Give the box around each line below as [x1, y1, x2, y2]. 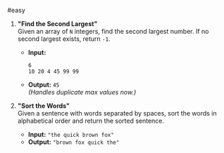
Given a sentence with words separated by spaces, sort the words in [17, 109, 217, 117]
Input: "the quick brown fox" [27, 130, 114, 138]
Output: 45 [27, 80, 60, 89]
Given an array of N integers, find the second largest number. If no [17, 27, 209, 35]
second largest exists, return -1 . [17, 35, 111, 43]
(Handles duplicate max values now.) [27, 88, 137, 96]
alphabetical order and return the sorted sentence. [17, 116, 164, 125]
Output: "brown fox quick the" [27, 137, 120, 146]
